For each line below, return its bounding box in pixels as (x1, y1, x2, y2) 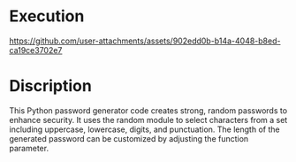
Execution (9, 6, 85, 27)
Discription (9, 76, 93, 96)
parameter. (9, 143, 49, 153)
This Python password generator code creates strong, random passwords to (9, 104, 288, 116)
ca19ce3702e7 (9, 44, 63, 55)
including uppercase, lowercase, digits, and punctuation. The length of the (9, 124, 280, 135)
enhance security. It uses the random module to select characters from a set (9, 114, 288, 125)
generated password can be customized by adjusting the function (9, 133, 249, 143)
